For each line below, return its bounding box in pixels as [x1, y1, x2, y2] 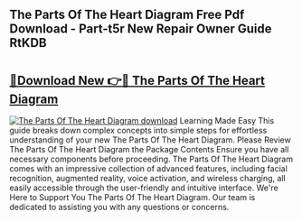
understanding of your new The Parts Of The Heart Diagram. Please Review [9, 134, 291, 145]
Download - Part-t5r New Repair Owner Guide [9, 22, 272, 37]
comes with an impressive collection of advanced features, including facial [9, 163, 288, 174]
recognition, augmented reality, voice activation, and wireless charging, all [9, 173, 287, 183]
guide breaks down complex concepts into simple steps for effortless [9, 125, 268, 135]
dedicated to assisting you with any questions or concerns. [9, 202, 230, 212]
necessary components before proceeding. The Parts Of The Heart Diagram [9, 153, 294, 164]
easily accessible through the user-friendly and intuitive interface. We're [9, 182, 278, 193]
